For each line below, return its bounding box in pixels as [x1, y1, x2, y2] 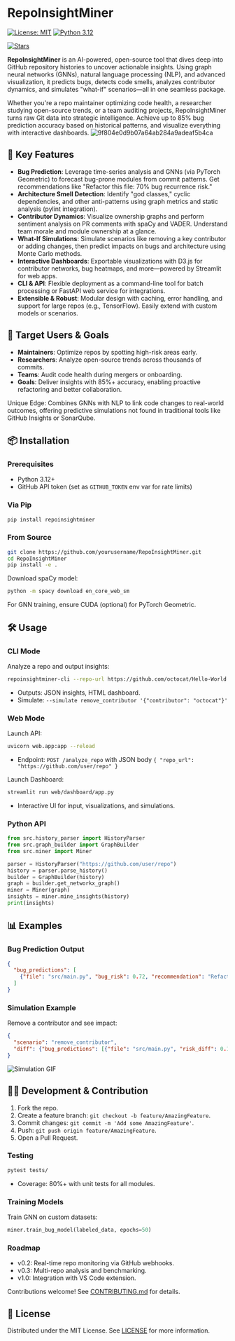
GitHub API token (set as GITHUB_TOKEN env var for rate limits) [17, 482, 192, 491]
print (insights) [7, 899, 55, 906]
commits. [17, 362, 44, 371]
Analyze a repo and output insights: [7, 662, 110, 670]
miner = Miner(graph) [7, 887, 71, 894]
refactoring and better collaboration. [17, 385, 122, 393]
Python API [7, 819, 47, 829]
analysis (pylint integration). [17, 205, 98, 213]
